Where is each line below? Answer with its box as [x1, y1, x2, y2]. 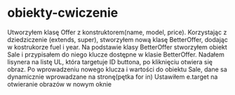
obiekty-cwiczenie [7, 5, 119, 21]
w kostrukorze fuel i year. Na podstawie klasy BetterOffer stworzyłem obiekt [7, 43, 228, 51]
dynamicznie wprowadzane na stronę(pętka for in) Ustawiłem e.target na [7, 72, 218, 81]
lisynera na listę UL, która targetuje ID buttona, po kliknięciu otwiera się [7, 57, 213, 66]
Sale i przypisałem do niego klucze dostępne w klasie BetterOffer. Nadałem [7, 50, 224, 59]
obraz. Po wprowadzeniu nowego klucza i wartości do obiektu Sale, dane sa [7, 65, 228, 73]
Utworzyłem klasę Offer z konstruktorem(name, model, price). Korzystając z [7, 28, 227, 36]
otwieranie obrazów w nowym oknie [7, 80, 112, 88]
